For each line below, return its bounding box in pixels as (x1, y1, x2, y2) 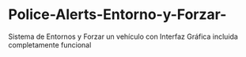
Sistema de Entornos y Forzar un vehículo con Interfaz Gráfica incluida (8, 32, 239, 41)
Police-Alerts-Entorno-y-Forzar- (8, 6, 227, 24)
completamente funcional (8, 40, 92, 49)
